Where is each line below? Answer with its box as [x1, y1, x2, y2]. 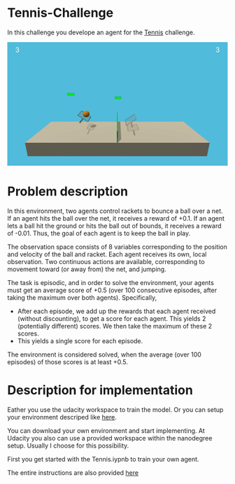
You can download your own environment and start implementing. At [7, 427, 205, 435]
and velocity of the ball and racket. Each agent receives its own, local [7, 250, 207, 258]
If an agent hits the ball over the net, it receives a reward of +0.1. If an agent [7, 214, 225, 223]
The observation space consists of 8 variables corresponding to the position [7, 243, 227, 251]
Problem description [7, 184, 128, 200]
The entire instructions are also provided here [7, 469, 138, 477]
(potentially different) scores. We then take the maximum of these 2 [17, 322, 213, 331]
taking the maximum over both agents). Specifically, [7, 293, 157, 302]
